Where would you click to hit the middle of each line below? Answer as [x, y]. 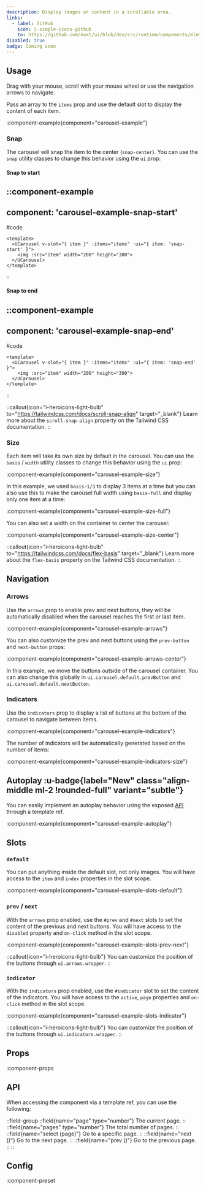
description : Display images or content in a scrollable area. [89, 12]
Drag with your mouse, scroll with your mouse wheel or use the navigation [100, 86]
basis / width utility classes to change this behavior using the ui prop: [94, 462]
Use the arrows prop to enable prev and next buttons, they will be [89, 610]
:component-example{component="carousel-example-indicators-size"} [97, 761]
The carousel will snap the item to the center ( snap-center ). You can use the [102, 152]
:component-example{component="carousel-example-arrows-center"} [97, 658]
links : [15, 18]
